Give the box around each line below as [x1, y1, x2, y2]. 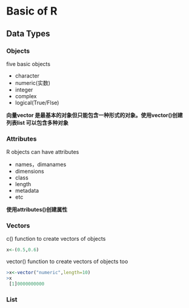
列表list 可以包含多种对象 [6, 119, 68, 126]
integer [15, 86, 33, 93]
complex [15, 92, 37, 99]
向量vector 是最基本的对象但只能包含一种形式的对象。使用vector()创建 [6, 111, 183, 119]
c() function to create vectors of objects [6, 235, 106, 243]
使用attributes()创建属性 [6, 206, 68, 213]
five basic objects [6, 60, 50, 67]
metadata [15, 187, 39, 195]
